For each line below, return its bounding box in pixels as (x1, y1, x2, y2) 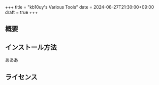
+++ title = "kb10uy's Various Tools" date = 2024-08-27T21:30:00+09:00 (5, 4, 154, 10)
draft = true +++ (5, 9, 38, 15)
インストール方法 (5, 43, 57, 51)
